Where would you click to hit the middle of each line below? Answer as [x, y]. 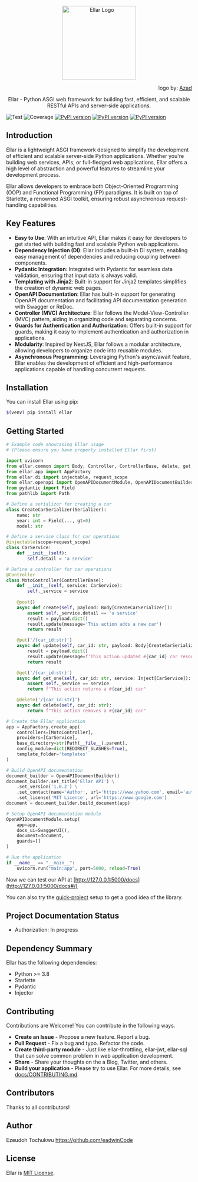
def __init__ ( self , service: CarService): [70, 586]
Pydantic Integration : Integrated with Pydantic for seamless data [93, 269]
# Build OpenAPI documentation [44, 770]
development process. [33, 174]
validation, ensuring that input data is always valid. [76, 275]
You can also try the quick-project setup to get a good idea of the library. [95, 897]
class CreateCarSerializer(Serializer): [57, 510]
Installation [27, 388]
